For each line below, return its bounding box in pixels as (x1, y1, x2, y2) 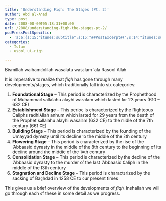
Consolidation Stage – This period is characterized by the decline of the (12, 154, 160, 160)
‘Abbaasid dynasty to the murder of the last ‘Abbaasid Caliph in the (12, 159, 148, 165)
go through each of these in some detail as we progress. (5, 190, 120, 196)
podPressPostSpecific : (5, 30, 52, 35)
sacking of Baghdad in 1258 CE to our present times (12, 175, 119, 181)
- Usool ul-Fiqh (9, 49, 43, 53)
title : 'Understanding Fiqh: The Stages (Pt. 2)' (5, 7, 110, 12)
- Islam (9, 44, 26, 49)
